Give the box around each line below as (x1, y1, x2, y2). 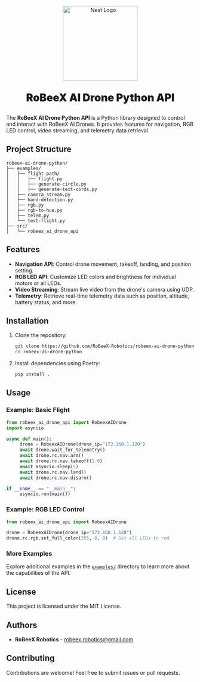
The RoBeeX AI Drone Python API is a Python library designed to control (6, 114, 185, 121)
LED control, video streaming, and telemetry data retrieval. (6, 127, 150, 134)
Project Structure (6, 144, 72, 154)
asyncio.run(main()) (19, 491, 70, 497)
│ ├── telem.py (6, 213, 50, 219)
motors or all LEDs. (14, 279, 61, 287)
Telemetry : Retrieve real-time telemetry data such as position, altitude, (14, 292, 190, 299)
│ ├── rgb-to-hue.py (6, 207, 63, 213)
